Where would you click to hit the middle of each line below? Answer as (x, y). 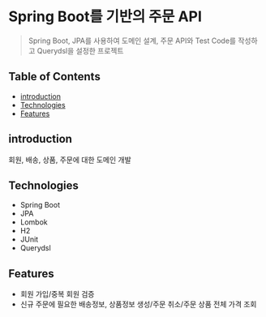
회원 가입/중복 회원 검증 (57, 294)
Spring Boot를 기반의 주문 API (105, 17)
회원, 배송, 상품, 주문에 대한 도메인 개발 (70, 160)
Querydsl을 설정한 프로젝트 (80, 50)
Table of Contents (55, 77)
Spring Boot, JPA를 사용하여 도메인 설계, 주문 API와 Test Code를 (132, 41)
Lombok (34, 222)
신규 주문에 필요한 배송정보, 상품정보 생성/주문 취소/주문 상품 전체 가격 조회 (138, 304)
